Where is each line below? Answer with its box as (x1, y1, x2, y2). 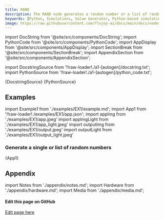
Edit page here (5, 209, 35, 215)
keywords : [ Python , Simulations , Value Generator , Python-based (5, 16, 139, 21)
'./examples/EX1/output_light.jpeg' (5, 132, 74, 138)
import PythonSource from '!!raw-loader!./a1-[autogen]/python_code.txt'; (5, 69, 152, 76)
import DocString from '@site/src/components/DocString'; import (5, 34, 137, 40)
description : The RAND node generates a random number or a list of (5, 12, 147, 17)
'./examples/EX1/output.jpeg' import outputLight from (5, 127, 112, 133)
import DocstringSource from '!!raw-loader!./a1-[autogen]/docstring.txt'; (5, 64, 150, 70)
